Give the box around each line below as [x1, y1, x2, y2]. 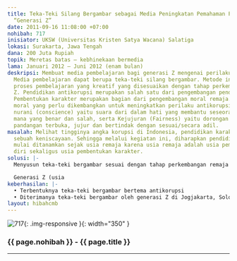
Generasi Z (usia [13, 174, 65, 181]
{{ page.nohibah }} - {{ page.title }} [7, 237, 130, 247]
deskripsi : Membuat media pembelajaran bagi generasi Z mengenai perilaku [7, 69, 232, 76]
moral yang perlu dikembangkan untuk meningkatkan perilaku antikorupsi [13, 102, 232, 109]
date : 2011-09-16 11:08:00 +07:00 [7, 23, 109, 30]
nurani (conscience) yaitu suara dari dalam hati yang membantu [13, 109, 207, 116]
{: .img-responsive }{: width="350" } [23, 219, 130, 228]
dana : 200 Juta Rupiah [7, 50, 74, 57]
